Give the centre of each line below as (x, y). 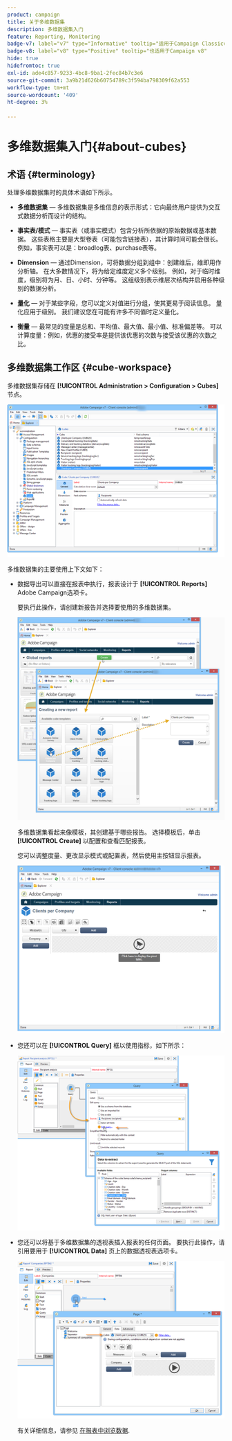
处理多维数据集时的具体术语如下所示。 (61, 192)
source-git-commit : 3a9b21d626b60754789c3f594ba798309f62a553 (98, 80)
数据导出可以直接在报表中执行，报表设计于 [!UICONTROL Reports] (112, 583)
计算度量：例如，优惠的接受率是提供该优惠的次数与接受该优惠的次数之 (117, 335)
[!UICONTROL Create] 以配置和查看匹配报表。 (83, 840)
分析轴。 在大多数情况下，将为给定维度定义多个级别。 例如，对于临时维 (119, 271)
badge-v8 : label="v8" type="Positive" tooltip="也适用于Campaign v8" (107, 51)
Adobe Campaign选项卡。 (54, 592)
